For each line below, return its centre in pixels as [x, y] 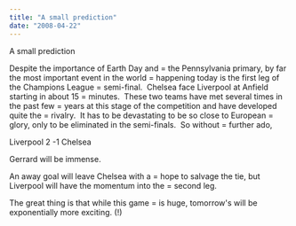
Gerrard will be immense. [55, 159]
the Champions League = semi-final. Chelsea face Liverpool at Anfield [139, 87]
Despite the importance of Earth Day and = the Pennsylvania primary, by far [148, 68]
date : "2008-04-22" [45, 26]
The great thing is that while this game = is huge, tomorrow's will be [133, 203]
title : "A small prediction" [63, 17]
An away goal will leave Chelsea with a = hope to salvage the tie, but [135, 176]
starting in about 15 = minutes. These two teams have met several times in [146, 96]
